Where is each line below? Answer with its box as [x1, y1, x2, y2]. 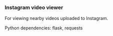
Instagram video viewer [4, 4, 63, 11]
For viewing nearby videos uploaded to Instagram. [4, 15, 108, 21]
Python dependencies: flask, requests [4, 25, 83, 31]
